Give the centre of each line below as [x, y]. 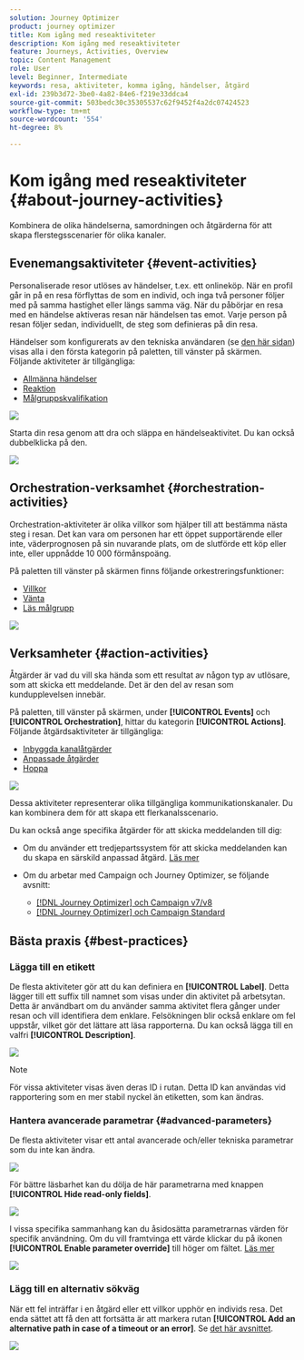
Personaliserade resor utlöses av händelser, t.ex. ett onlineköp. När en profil [151, 285]
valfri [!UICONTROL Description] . [73, 1035]
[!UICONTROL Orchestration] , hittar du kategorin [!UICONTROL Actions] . [148, 722]
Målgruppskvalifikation [65, 398]
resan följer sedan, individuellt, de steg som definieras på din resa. [134, 324]
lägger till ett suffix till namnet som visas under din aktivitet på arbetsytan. [147, 996]
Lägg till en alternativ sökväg [74, 1289]
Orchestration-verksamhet [87, 488]
